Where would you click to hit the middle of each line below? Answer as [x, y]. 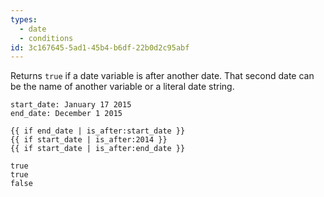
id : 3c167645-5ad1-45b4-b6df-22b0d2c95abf [100, 47]
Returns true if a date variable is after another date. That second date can [162, 76]
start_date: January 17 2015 [71, 105]
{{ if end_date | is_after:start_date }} [98, 131]
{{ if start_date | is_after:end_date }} [98, 149]
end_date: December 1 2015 [66, 114]
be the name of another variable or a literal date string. [122, 87]
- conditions [46, 38]
